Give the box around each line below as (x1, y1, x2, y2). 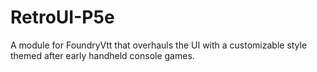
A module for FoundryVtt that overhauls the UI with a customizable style (10, 39, 308, 51)
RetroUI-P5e (10, 6, 115, 29)
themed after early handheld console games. (10, 49, 195, 61)
